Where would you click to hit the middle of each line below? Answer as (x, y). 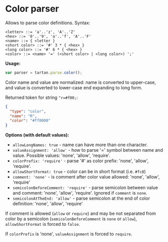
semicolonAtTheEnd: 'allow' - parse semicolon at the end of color (81, 198)
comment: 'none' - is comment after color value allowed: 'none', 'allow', (86, 177)
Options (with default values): (37, 135)
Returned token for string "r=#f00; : (42, 97)
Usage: (13, 63)
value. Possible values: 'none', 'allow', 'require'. (61, 156)
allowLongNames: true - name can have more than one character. (80, 145)
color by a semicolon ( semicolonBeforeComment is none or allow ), (71, 219)
